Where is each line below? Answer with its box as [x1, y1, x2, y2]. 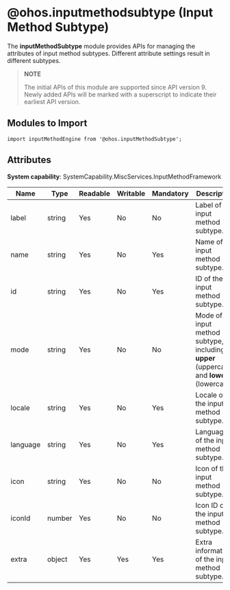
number [47, 513, 73, 523]
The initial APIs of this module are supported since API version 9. [23, 83, 207, 91]
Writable [116, 188, 146, 198]
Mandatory [151, 188, 190, 198]
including [195, 344, 225, 354]
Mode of [195, 310, 223, 320]
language [10, 439, 41, 449]
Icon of [195, 463, 218, 473]
